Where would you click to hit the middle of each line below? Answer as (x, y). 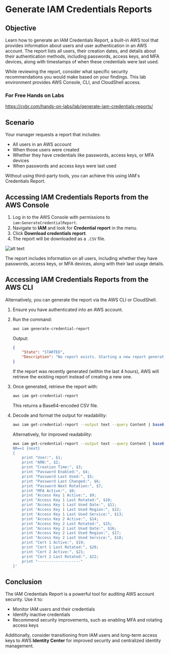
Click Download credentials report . (50, 233)
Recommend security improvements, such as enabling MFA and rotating (87, 620)
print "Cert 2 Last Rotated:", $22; (60, 556)
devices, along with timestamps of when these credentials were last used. (82, 62)
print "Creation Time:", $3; (52, 467)
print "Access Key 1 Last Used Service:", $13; (73, 514)
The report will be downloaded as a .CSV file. (59, 239)
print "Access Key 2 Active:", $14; (60, 519)
